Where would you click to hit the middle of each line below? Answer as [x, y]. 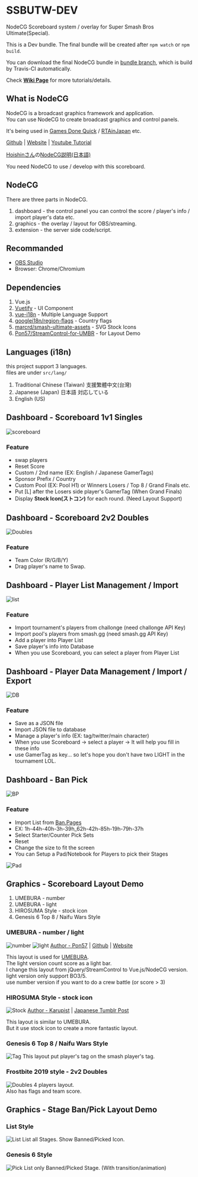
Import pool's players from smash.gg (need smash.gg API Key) [91, 634]
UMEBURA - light [36, 904]
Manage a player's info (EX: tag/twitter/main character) [82, 736]
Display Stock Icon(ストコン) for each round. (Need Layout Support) [98, 499]
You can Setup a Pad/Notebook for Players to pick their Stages [91, 854]
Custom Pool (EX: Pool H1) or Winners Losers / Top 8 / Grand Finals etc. [103, 485]
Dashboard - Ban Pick [47, 779]
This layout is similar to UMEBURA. [49, 1022]
